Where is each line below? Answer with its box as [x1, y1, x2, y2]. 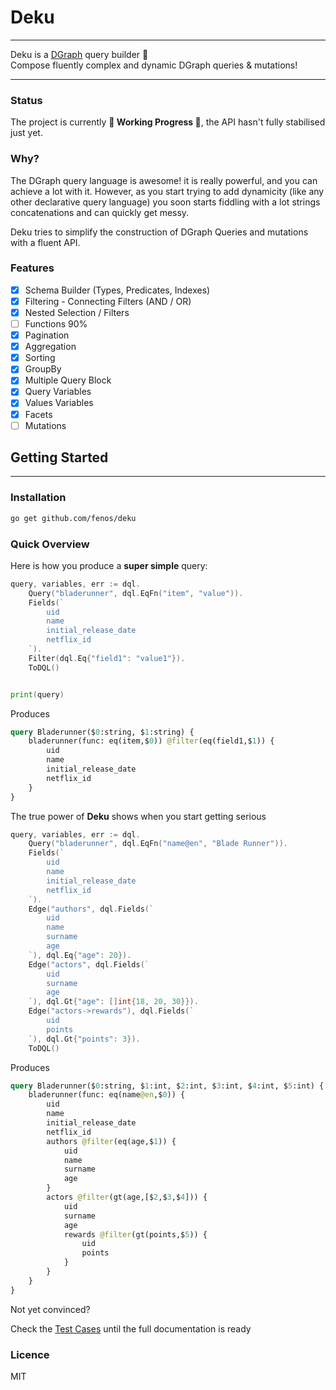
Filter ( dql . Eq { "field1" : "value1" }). [28, 653, 186, 663]
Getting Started [10, 449, 109, 466]
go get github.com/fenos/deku [10, 513, 137, 523]
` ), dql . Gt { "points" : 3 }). [28, 1034, 141, 1044]
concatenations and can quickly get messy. [10, 206, 190, 218]
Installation [10, 491, 67, 505]
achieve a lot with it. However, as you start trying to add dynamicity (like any [10, 185, 325, 197]
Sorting [24, 352, 56, 364]
